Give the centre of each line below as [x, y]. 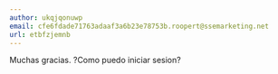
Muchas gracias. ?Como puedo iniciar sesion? [95, 60]
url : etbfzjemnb [40, 34]
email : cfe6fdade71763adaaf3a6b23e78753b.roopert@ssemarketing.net [139, 26]
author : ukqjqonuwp [46, 18]
